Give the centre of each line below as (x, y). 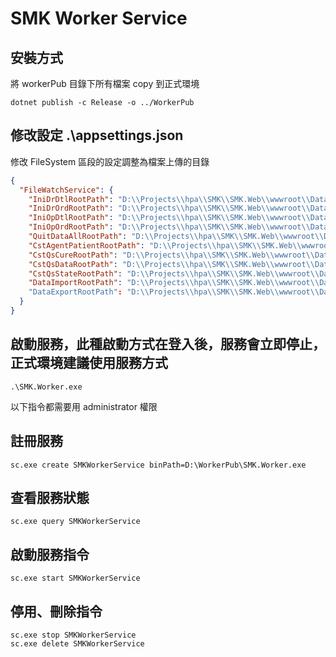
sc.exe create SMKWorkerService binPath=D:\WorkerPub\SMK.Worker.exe (158, 465)
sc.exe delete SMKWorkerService (77, 644)
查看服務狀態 (50, 497)
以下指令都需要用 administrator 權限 (84, 406)
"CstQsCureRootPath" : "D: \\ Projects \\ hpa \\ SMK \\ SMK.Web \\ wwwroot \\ (171, 255)
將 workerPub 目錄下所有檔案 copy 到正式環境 (105, 83)
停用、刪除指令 (56, 611)
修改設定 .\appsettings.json (97, 135)
